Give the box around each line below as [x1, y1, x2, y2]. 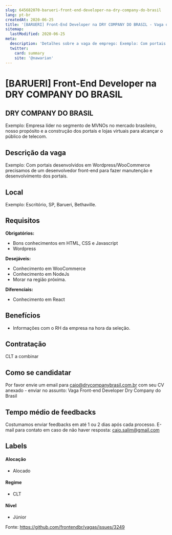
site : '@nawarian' [14, 55, 54, 61]
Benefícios [5, 311, 40, 320]
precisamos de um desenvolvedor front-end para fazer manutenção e [5, 168, 153, 174]
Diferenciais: [5, 286, 33, 292]
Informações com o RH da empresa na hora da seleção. [12, 325, 131, 331]
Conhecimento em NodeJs [12, 271, 70, 277]
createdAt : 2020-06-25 [5, 17, 54, 22]
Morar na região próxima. [12, 276, 67, 282]
